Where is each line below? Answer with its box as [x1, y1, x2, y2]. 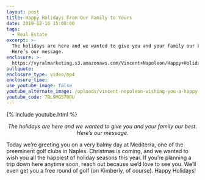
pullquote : [6, 65, 34, 72]
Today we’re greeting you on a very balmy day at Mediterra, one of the [6, 141, 184, 148]
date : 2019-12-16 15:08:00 [6, 20, 75, 26]
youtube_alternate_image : [6, 88, 72, 95]
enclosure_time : [6, 77, 48, 83]
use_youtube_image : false [6, 83, 72, 89]
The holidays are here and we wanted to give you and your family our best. [7, 123, 197, 130]
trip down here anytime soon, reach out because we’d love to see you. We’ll [6, 160, 196, 168]
